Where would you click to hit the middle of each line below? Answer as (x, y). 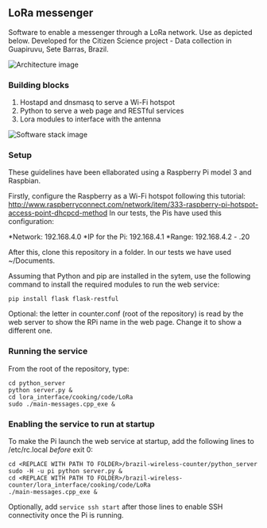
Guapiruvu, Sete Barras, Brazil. (58, 49)
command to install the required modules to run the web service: (114, 284)
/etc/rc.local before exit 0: (51, 449)
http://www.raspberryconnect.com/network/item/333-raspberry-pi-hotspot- (133, 205)
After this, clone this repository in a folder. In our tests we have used (120, 252)
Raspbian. (25, 181)
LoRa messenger (51, 13)
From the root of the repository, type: (69, 368)
